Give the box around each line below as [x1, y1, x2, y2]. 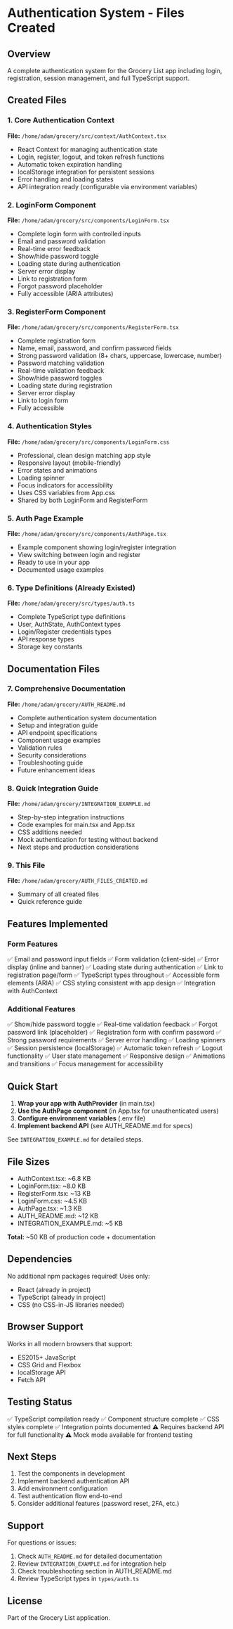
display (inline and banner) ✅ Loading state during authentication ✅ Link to [7, 963, 224, 971]
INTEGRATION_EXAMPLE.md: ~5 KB [17, 1219, 123, 1228]
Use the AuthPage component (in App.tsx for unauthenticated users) [17, 1106, 219, 1116]
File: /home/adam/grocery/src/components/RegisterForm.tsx [7, 323, 179, 331]
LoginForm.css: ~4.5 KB [17, 1197, 88, 1206]
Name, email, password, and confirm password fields [17, 344, 172, 352]
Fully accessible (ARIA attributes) [17, 289, 114, 298]
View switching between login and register [17, 550, 141, 558]
